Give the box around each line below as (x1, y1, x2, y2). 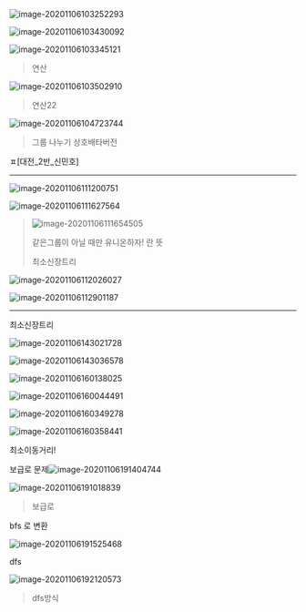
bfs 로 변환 (9, 520, 48, 531)
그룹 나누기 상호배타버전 (31, 137, 118, 148)
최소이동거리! (9, 444, 56, 455)
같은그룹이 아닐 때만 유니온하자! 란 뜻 (31, 237, 164, 248)
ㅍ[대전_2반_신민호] (9, 156, 79, 167)
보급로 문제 (9, 464, 49, 474)
